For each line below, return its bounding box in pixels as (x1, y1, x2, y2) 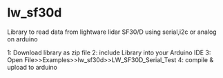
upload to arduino (7, 63, 57, 71)
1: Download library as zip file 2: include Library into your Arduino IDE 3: (7, 48, 211, 57)
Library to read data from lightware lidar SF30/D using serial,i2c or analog (7, 28, 217, 36)
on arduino (7, 35, 38, 43)
